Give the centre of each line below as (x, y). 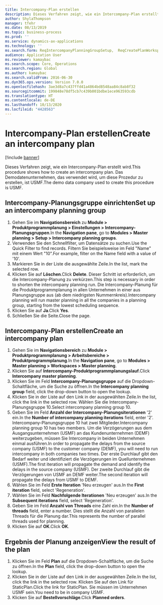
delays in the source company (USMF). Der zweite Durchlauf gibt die (81, 469)
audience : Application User (33, 55)
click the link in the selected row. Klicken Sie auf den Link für (73, 582)
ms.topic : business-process (33, 32)
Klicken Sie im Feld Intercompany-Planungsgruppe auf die (71, 382)
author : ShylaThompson (28, 19)
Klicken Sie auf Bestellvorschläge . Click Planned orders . (68, 598)
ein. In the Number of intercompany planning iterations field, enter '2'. (83, 418)
